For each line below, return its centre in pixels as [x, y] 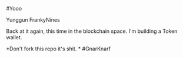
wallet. [14, 37]
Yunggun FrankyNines [33, 20]
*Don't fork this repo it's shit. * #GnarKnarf [58, 49]
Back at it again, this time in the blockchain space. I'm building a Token [92, 31]
